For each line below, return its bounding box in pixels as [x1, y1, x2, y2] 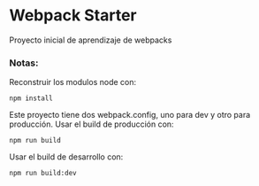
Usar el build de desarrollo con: [9, 151, 124, 162]
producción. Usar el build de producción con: [9, 119, 174, 129]
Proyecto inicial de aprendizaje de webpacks [9, 35, 172, 45]
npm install [9, 94, 53, 103]
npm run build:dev [9, 169, 77, 178]
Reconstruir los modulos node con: [9, 77, 137, 88]
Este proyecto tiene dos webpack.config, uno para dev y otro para [9, 110, 251, 120]
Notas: [9, 57, 39, 69]
